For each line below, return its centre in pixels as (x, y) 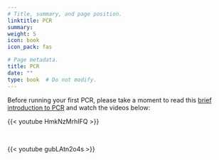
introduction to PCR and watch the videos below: (79, 107)
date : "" (20, 73)
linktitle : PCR (30, 21)
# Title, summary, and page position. (65, 14)
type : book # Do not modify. (52, 80)
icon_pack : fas (30, 47)
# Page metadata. (33, 60)
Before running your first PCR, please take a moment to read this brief (109, 100)
